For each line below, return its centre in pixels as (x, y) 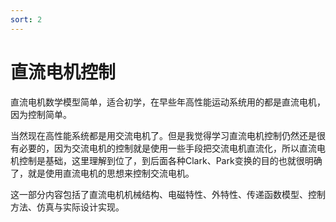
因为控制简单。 (41, 114)
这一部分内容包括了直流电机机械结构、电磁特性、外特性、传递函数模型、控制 (168, 194)
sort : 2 (26, 19)
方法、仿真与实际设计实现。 (67, 207)
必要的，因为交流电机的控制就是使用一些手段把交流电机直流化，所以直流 (167, 148)
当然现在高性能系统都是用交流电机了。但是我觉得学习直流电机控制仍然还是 (163, 135)
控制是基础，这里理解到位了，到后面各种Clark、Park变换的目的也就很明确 (170, 160)
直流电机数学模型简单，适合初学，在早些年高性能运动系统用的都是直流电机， (168, 102)
